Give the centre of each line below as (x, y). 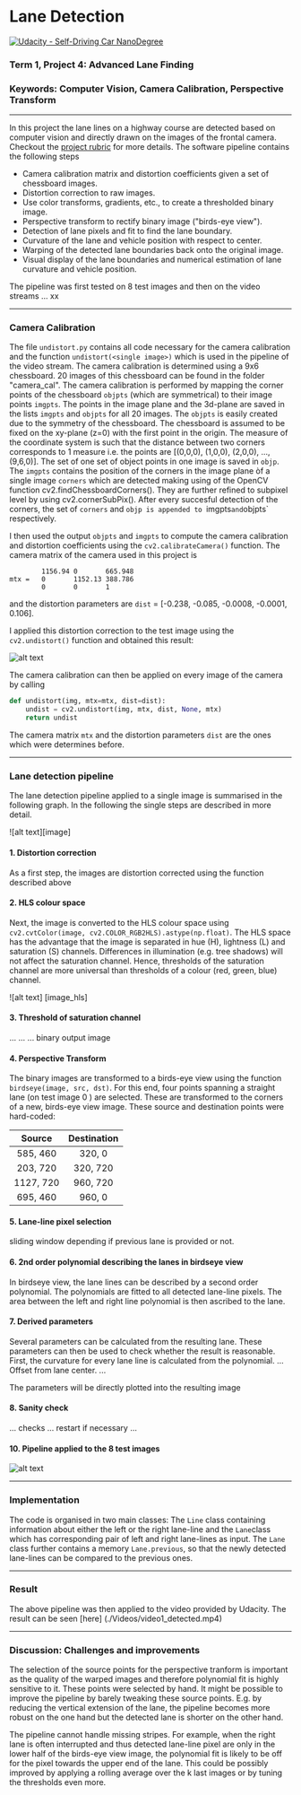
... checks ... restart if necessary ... (73, 1428)
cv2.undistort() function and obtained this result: (102, 640)
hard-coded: (32, 1116)
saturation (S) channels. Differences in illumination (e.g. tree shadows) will (146, 951)
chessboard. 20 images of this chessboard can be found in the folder (137, 376)
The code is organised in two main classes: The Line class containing (138, 1520)
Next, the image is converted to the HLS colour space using (120, 922)
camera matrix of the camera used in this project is (103, 555)
